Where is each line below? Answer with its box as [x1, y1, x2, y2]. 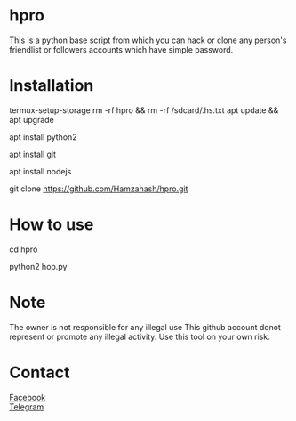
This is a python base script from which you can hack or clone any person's [9, 35, 287, 45]
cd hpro [9, 244, 38, 255]
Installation [9, 76, 94, 96]
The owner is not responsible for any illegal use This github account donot [9, 321, 282, 332]
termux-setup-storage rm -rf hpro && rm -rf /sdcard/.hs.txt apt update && [9, 104, 279, 116]
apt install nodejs [9, 166, 72, 176]
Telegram [9, 401, 44, 412]
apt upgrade [9, 114, 55, 125]
